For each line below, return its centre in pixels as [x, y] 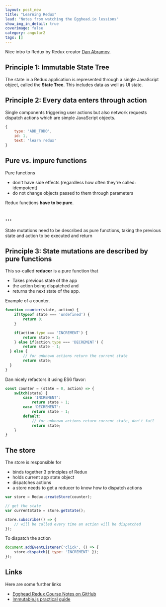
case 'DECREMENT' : [42, 407]
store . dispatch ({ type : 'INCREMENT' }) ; [56, 552]
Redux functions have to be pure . [40, 203]
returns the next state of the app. [46, 291]
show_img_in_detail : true [32, 24]
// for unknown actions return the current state [75, 356]
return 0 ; [33, 319]
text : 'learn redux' [35, 141]
